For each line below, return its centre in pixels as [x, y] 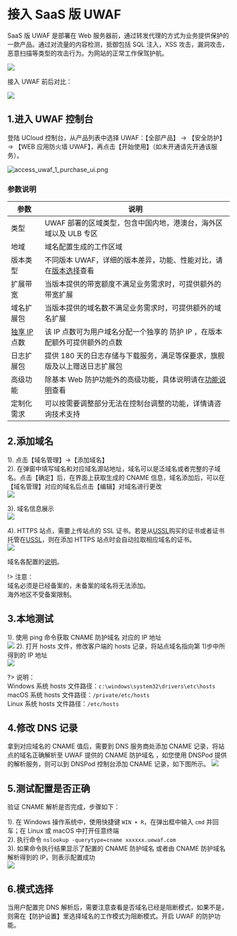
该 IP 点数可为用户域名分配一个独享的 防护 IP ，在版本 [134, 332]
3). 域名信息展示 [31, 508]
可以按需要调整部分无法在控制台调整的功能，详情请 [129, 404]
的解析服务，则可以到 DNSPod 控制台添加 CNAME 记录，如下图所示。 [109, 764]
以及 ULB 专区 [75, 234]
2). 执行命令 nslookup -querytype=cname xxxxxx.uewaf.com [92, 840]
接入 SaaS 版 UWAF [64, 15]
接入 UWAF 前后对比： [40, 81]
